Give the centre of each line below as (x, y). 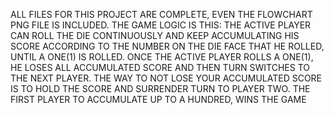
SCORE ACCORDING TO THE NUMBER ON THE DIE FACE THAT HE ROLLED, (167, 46)
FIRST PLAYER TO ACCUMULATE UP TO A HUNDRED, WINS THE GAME (158, 99)
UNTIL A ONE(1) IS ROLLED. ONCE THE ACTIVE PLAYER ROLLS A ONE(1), (162, 57)
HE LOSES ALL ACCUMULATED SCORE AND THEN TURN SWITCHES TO (160, 67)
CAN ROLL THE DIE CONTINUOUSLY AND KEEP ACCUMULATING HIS (155, 35)
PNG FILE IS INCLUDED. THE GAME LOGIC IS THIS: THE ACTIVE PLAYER (161, 25)
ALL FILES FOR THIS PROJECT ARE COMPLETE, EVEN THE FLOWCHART (161, 14)
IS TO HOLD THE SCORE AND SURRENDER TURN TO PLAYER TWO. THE (160, 88)
